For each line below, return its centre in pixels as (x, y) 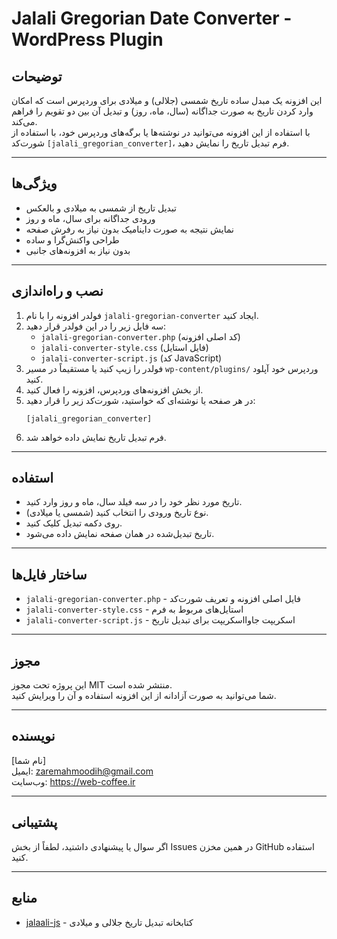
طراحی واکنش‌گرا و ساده (72, 239)
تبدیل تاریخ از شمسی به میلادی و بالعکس (101, 208)
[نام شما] (29, 760)
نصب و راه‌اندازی (57, 291)
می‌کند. (24, 121)
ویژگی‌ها (34, 183)
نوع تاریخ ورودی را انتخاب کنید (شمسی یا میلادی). (117, 513)
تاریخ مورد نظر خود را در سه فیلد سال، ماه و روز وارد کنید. (134, 502)
